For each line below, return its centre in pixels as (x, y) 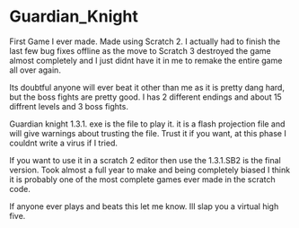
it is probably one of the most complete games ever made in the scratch (142, 179)
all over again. (35, 70)
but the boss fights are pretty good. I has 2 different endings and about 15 (146, 97)
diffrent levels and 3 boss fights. (69, 106)
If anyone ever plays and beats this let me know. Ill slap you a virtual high (144, 206)
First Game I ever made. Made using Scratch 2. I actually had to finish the (145, 41)
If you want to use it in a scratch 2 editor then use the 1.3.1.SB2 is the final (145, 160)
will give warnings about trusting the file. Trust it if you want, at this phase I (148, 133)
